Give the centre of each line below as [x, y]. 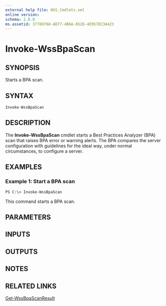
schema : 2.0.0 [20, 19]
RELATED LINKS [31, 286]
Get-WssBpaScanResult [30, 298]
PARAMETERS [28, 217]
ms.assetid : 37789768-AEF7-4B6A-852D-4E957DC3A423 [60, 24]
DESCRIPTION [28, 123]
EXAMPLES [24, 167]
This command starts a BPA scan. [40, 201]
